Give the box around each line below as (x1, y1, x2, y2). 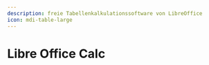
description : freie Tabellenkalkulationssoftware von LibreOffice (7, 10, 203, 17)
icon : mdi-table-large (7, 16, 73, 23)
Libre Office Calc (7, 46, 106, 62)
